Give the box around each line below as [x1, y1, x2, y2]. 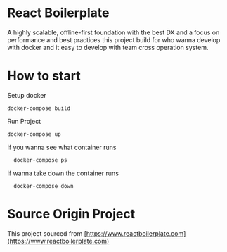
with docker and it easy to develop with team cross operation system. [7, 43, 209, 51]
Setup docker [7, 91, 47, 99]
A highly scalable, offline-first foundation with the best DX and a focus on [7, 28, 220, 37]
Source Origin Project [7, 206, 136, 222]
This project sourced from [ [7, 229, 86, 237]
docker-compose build [7, 104, 71, 112]
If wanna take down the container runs [7, 169, 119, 177]
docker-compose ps [13, 156, 68, 163]
